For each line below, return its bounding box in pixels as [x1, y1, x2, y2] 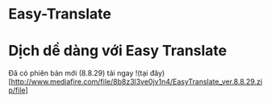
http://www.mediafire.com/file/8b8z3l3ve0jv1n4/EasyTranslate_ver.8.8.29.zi [10, 77, 263, 87]
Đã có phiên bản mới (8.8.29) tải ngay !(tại [8, 68, 148, 78]
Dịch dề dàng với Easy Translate [8, 42, 227, 60]
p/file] [8, 85, 28, 95]
